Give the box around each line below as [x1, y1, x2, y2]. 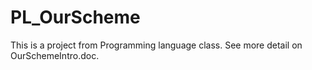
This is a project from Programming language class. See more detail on [10, 39, 303, 51]
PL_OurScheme [10, 6, 141, 29]
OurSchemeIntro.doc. [10, 49, 100, 61]
